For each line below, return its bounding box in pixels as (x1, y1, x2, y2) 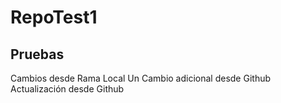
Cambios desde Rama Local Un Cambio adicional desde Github (10, 72, 272, 84)
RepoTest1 (10, 6, 98, 29)
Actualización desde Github (10, 83, 125, 95)
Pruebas (10, 46, 65, 63)
